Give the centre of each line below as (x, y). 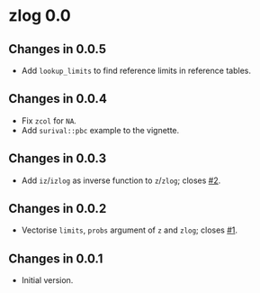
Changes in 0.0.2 (58, 209)
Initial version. (47, 280)
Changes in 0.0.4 (58, 99)
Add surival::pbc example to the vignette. (100, 130)
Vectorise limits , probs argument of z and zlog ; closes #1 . (130, 230)
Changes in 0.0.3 (58, 159)
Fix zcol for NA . (49, 120)
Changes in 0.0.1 (56, 258)
